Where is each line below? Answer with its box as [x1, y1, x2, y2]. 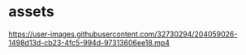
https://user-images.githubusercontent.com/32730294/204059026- [8, 29, 238, 39]
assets [8, 2, 55, 21]
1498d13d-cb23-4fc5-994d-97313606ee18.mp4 [8, 37, 170, 47]
